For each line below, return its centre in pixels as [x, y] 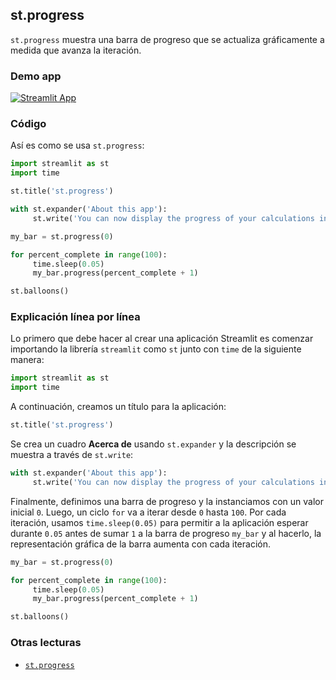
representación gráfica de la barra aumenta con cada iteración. [140, 544]
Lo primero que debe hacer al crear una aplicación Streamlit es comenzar [162, 339]
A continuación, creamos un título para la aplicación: [118, 407]
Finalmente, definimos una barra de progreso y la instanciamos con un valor [167, 501]
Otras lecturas [46, 643]
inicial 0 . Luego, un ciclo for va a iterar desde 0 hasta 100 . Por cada [148, 512]
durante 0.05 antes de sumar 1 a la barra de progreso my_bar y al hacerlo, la [166, 533]
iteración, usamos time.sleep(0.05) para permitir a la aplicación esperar [159, 522]
